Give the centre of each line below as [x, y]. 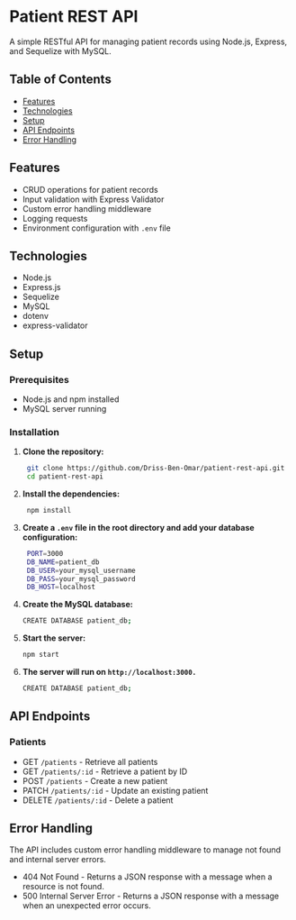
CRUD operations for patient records [90, 189]
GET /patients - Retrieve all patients [90, 761]
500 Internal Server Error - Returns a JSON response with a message [151, 896]
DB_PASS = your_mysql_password [81, 578]
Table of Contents [61, 80]
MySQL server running [64, 409]
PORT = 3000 [45, 553]
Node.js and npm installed [71, 399]
